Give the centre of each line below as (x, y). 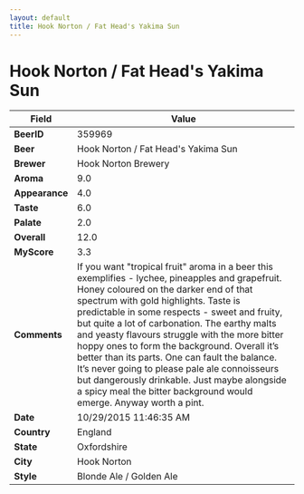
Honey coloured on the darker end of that (165, 289)
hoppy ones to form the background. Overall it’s (178, 346)
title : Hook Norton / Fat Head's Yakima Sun (95, 26)
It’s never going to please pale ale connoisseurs (178, 369)
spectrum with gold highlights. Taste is (159, 301)
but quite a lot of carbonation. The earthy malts (176, 324)
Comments (38, 334)
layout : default (40, 18)
